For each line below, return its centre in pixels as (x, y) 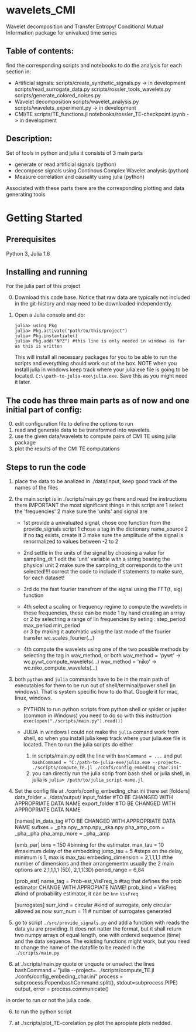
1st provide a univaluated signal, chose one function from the (97, 523)
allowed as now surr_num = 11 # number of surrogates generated (93, 911)
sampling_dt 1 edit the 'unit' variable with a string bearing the (97, 559)
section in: (18, 72)
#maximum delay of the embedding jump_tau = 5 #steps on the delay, (99, 851)
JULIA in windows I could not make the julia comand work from (101, 732)
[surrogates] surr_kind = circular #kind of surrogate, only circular (93, 905)
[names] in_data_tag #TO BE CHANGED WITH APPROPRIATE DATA (95, 821)
